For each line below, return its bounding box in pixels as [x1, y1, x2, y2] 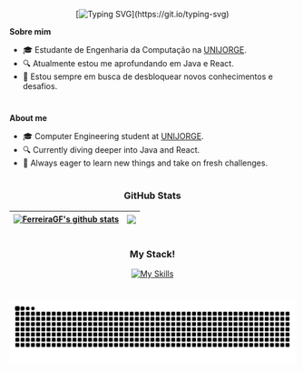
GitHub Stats [123, 189, 181, 202]
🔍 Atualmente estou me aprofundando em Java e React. [22, 58, 234, 68]
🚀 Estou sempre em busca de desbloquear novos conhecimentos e [22, 71, 274, 82]
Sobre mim [9, 26, 52, 36]
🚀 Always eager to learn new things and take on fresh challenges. [22, 157, 269, 168]
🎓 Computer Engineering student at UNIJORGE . [22, 131, 204, 142]
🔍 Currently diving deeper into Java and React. [22, 145, 200, 155]
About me [9, 113, 48, 124]
